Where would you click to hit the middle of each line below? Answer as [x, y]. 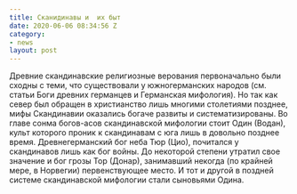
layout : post [33, 51]
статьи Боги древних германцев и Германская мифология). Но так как [144, 95]
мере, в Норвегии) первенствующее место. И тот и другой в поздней [141, 171]
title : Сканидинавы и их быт [65, 17]
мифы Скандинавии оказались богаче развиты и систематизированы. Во [148, 114]
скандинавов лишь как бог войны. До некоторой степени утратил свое [145, 151]
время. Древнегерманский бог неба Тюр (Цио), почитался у [124, 142]
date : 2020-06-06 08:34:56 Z [63, 26]
